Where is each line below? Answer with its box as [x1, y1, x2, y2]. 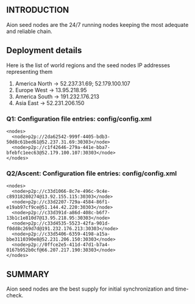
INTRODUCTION [6, 5, 69, 15]
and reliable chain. [6, 27, 53, 35]
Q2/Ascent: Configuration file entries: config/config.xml [6, 169, 177, 178]
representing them [6, 68, 53, 75]
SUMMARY [6, 269, 50, 280]
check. [6, 292, 24, 299]
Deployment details [6, 45, 82, 56]
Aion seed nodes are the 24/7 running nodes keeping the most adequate [6, 21, 189, 28]
